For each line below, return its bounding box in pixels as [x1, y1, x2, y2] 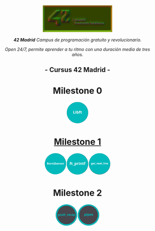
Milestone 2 [53, 187, 102, 199]
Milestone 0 [52, 85, 103, 96]
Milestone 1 [53, 137, 102, 147]
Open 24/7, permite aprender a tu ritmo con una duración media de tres [4, 46, 151, 52]
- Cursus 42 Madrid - [45, 66, 110, 74]
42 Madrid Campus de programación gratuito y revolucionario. [13, 37, 142, 43]
